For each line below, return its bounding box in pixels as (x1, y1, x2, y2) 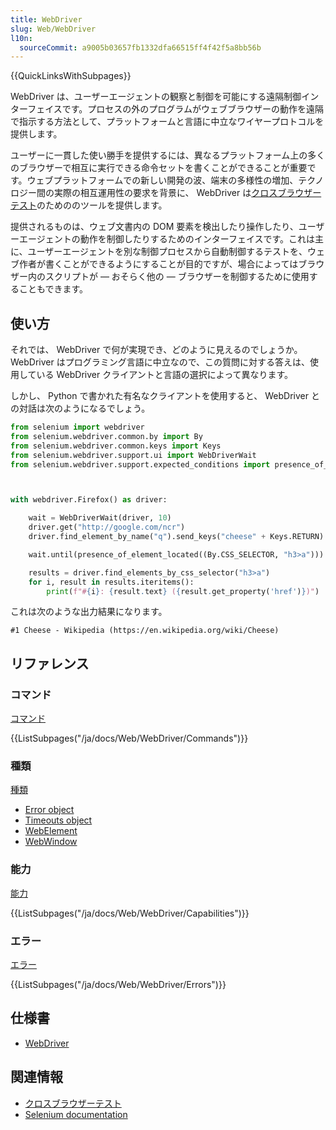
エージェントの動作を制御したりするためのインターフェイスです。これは (18, 233, 316, 245)
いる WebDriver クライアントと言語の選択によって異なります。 (36, 369, 294, 381)
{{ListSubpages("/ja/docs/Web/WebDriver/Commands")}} (10, 732, 249, 745)
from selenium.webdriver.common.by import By (10, 431, 203, 441)
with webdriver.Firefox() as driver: (10, 495, 168, 505)
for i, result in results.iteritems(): (28, 577, 195, 587)
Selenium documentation (24, 1108, 128, 1120)
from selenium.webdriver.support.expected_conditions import (10, 459, 271, 470)
